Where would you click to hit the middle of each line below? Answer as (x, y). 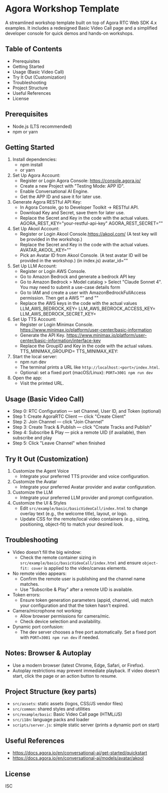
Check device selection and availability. (61, 621)
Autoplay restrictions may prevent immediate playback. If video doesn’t (86, 671)
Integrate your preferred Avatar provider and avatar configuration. (88, 487)
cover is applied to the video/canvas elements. (79, 568)
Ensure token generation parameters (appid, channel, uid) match (87, 600)
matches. (30, 584)
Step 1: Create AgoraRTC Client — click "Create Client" (69, 416)
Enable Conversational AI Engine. (54, 192)
